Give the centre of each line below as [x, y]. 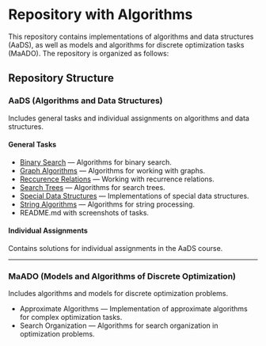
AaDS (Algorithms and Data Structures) [85, 101]
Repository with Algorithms [101, 15]
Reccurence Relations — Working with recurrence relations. [117, 179]
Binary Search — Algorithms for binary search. [96, 162]
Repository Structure [61, 78]
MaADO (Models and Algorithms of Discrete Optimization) [122, 276]
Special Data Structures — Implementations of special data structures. [134, 196]
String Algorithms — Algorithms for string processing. [107, 204]
